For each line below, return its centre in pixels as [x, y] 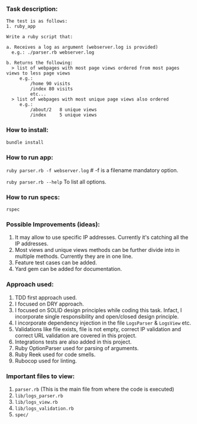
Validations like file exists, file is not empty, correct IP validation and [98, 329]
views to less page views [38, 73]
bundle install [25, 142]
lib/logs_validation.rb [44, 409]
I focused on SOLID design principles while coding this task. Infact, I [98, 310]
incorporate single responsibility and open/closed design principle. [97, 316]
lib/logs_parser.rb [39, 396]
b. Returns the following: [40, 63]
